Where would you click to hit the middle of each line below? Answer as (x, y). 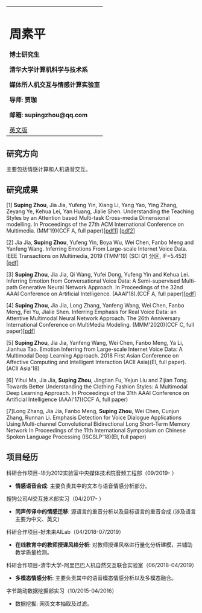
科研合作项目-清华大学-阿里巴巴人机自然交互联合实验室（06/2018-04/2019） (102, 565)
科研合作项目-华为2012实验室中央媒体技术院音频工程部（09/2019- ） (92, 473)
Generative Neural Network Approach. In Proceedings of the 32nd (101, 287)
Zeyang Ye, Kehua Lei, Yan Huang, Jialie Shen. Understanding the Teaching (100, 211)
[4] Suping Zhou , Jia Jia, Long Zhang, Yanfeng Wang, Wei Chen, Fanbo (95, 305)
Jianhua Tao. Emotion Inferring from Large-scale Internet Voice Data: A (94, 349)
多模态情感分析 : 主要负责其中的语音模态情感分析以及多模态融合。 (96, 578)
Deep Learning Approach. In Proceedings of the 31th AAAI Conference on (98, 393)
